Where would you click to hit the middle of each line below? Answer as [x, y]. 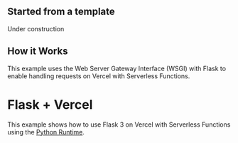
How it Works [38, 52]
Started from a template [61, 12]
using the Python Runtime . [46, 132]
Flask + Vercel [50, 104]
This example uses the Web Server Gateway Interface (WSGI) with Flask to [117, 68]
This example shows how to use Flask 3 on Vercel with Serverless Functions [119, 125]
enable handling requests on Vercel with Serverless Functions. [99, 76]
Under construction [36, 28]
